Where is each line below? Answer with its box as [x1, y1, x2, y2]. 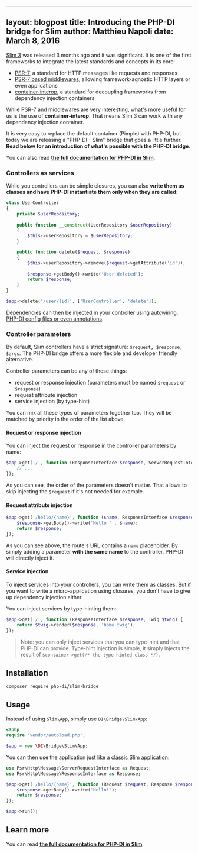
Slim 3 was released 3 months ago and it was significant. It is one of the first [6, 51, 192, 59]
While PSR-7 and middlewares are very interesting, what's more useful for [6, 106, 186, 113]
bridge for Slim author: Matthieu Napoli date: [6, 27, 174, 37]
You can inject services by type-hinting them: [6, 605, 117, 612]
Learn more [6, 825, 49, 835]
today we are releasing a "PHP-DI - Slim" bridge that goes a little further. [6, 136, 182, 143]
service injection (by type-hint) [14, 398, 90, 405]
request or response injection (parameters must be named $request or [14, 379, 186, 386]
